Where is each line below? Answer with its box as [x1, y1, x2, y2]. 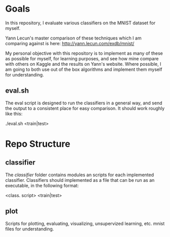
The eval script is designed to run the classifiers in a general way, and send [5, 100, 162, 106]
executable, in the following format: [5, 182, 79, 188]
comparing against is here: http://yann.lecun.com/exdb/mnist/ [5, 40, 135, 46]
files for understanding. [5, 226, 54, 232]
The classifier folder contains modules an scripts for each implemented [5, 172, 154, 178]
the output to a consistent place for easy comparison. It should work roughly [5, 105, 165, 111]
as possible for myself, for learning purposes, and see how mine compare [5, 55, 159, 61]
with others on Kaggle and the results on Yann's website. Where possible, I [5, 61, 161, 67]
